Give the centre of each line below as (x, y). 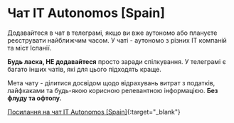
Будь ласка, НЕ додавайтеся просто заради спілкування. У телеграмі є (117, 61)
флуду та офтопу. (34, 98)
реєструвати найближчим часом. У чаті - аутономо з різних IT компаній (117, 40)
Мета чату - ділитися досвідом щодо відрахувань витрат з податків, (111, 82)
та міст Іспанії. (30, 48)
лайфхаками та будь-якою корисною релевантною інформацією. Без (113, 90)
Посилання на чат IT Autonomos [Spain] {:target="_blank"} (94, 112)
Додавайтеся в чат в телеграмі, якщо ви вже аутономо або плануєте (112, 33)
